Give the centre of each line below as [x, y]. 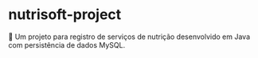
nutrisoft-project [65, 15]
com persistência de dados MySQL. [67, 44]
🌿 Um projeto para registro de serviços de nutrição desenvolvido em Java [129, 37]
